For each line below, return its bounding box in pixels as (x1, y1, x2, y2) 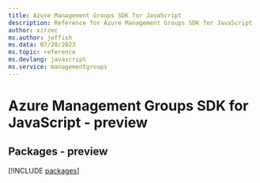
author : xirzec (8, 26, 58, 34)
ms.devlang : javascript (8, 56, 87, 64)
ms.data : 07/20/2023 (8, 41, 77, 49)
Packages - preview (8, 145, 108, 159)
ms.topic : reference (8, 48, 77, 56)
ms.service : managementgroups (8, 63, 108, 71)
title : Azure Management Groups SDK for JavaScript (8, 11, 182, 20)
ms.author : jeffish (8, 33, 73, 42)
